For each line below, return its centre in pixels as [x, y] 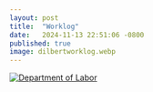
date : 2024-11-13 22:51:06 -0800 [77, 35]
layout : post [34, 18]
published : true [40, 43]
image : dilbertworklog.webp [63, 52]
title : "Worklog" [44, 26]
